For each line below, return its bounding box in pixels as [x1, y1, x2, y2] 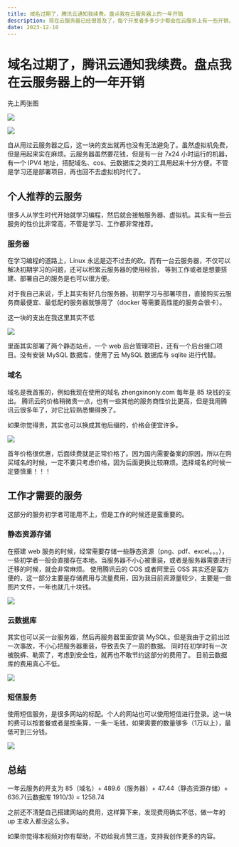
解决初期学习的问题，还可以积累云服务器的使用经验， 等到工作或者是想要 [7, 265, 221, 274]
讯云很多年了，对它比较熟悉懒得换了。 [7, 405, 119, 414]
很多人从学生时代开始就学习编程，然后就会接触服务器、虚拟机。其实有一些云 [7, 211, 232, 219]
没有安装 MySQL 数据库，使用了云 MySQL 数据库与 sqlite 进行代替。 [19, 351, 221, 359]
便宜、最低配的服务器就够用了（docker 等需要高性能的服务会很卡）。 [26, 298, 226, 307]
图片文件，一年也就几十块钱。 [7, 582, 95, 591]
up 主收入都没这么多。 [7, 817, 73, 826]
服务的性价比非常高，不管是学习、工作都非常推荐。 [7, 220, 157, 228]
